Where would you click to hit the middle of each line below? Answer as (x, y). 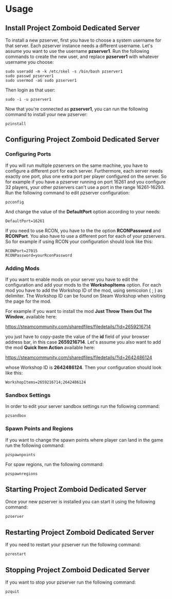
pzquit (12, 592)
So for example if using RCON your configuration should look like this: (79, 241)
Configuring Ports (28, 154)
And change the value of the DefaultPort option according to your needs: (83, 212)
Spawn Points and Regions (39, 428)
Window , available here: (31, 316)
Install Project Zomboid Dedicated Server (73, 28)
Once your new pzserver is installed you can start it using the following (80, 502)
